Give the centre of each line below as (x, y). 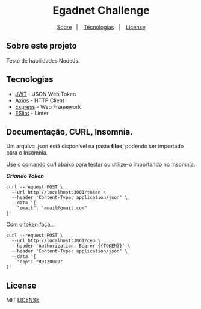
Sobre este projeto (42, 46)
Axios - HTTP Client (39, 100)
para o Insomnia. (27, 153)
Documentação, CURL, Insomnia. (70, 132)
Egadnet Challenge (101, 11)
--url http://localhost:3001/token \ (59, 192)
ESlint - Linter (32, 113)
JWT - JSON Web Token (45, 94)
